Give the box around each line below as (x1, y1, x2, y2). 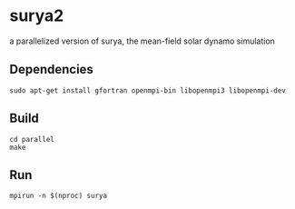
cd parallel (9, 134, 54, 144)
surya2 (9, 5, 64, 26)
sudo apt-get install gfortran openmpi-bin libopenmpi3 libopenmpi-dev (9, 85, 286, 95)
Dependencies (9, 62, 93, 77)
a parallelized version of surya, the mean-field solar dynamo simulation (9, 35, 275, 46)
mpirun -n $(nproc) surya (9, 192, 107, 201)
